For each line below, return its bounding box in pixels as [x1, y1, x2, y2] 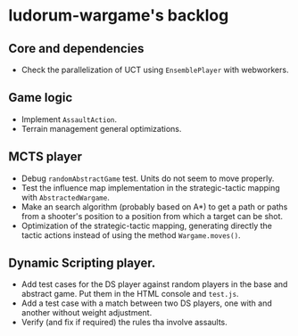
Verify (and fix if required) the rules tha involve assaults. [21, 317, 228, 328]
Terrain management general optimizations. [21, 123, 182, 134]
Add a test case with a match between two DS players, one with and [21, 298, 273, 308]
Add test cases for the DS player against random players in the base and [21, 279, 288, 290]
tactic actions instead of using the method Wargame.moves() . [21, 229, 242, 241]
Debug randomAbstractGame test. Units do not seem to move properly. [21, 173, 275, 184]
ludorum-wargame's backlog [8, 5, 229, 26]
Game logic [8, 90, 73, 105]
